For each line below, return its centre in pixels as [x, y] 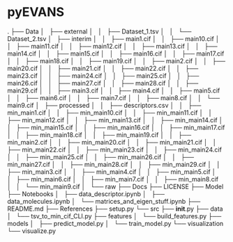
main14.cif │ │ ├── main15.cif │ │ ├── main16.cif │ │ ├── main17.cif [116, 54]
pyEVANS [36, 12]
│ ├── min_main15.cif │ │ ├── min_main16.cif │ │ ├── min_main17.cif [116, 127]
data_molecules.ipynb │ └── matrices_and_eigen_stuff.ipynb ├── [104, 201]
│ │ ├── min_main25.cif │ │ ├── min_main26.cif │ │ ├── [100, 156]
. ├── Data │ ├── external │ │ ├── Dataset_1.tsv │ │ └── [99, 31]
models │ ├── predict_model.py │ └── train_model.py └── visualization [115, 223]
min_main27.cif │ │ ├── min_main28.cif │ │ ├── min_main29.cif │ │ [114, 164]
